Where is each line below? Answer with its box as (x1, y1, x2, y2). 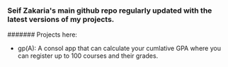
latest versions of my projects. (7, 14, 115, 24)
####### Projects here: (7, 30, 78, 39)
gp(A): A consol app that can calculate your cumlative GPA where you (17, 44, 222, 53)
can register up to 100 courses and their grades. (17, 51, 159, 60)
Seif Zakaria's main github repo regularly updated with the (7, 6, 212, 16)
